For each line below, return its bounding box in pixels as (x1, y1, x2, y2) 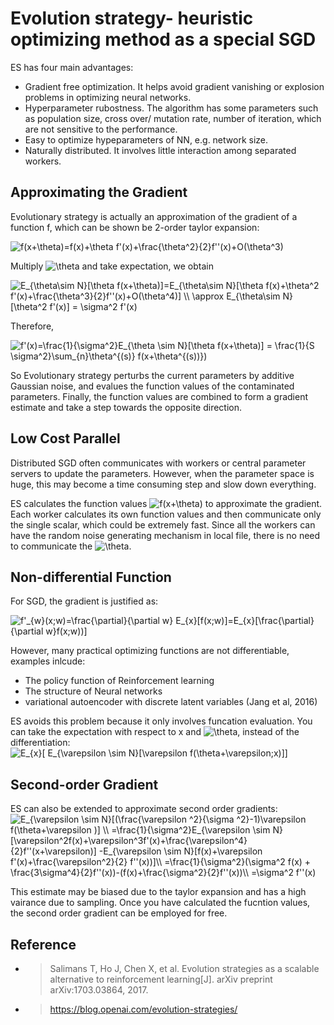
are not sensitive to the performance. (24, 123, 178, 135)
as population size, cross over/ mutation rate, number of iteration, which (24, 112, 322, 124)
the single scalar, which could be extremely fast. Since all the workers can (10, 518, 316, 531)
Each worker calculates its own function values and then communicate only (10, 508, 322, 520)
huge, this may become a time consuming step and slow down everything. (10, 478, 317, 490)
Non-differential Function (10, 568, 172, 586)
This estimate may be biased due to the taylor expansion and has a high (10, 886, 307, 898)
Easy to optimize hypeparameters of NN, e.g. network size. (24, 133, 269, 146)
